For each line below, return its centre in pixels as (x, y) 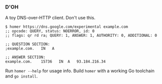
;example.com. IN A (30, 49)
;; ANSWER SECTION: (25, 57)
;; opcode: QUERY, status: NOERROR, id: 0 (50, 31)
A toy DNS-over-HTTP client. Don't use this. (50, 18)
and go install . (22, 76)
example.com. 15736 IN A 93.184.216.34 (56, 62)
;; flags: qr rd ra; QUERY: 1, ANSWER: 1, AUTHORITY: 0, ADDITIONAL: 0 (81, 36)
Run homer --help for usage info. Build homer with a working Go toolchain (80, 71)
